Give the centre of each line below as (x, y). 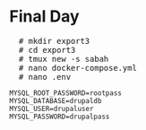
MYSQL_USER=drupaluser (52, 108)
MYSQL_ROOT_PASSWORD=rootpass (66, 93)
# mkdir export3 (54, 41)
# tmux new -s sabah (64, 59)
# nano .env (45, 77)
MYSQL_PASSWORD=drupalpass (60, 117)
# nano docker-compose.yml (77, 68)
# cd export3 (47, 50)
